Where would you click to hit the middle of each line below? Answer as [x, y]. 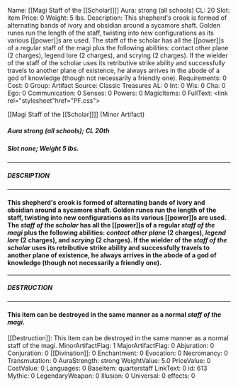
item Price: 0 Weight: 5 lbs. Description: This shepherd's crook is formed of [117, 18]
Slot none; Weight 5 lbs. [43, 148]
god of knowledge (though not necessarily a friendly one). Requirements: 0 [117, 78]
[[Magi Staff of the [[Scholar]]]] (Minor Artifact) [76, 114]
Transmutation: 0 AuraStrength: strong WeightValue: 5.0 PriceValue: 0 [109, 360]
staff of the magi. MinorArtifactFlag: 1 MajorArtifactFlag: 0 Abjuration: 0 [111, 345]
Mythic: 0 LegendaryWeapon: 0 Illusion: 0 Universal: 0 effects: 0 [101, 376]
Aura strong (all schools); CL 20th [58, 130]
